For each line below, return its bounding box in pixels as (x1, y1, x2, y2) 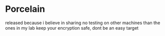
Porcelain (5, 3, 45, 15)
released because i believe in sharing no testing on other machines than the (5, 20, 161, 26)
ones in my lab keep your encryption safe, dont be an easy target (5, 25, 139, 31)
